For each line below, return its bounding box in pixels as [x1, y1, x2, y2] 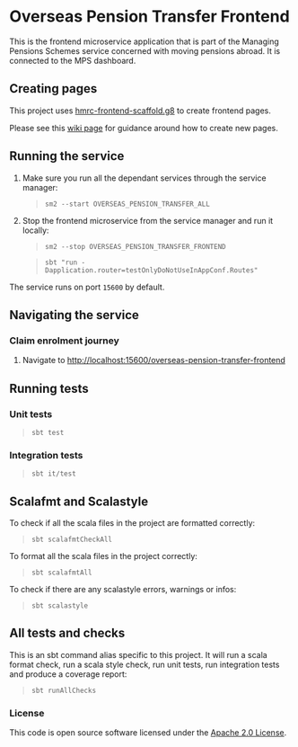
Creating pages [9, 81, 98, 96]
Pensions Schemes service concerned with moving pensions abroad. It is [9, 45, 281, 56]
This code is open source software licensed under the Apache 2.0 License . [9, 727, 287, 738]
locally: [22, 225, 49, 236]
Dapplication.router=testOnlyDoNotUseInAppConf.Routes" [44, 265, 259, 275]
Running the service [9, 148, 125, 164]
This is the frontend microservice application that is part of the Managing [9, 36, 280, 47]
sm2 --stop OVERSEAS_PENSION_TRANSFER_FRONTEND [44, 242, 226, 251]
